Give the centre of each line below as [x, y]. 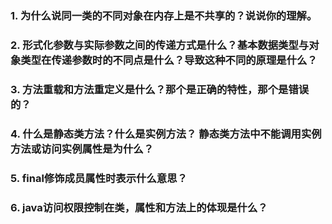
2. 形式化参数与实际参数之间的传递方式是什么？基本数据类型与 [160, 45]
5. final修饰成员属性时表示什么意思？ [99, 178]
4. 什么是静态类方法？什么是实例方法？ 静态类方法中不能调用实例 [166, 134]
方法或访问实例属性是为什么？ [82, 149]
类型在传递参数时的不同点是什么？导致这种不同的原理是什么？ [169, 60]
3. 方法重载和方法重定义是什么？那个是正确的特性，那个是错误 [160, 89]
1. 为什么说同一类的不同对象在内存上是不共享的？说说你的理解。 [164, 15]
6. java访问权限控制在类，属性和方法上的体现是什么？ [139, 207]
